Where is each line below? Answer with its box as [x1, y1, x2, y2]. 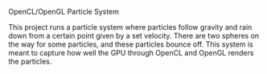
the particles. [8, 56, 52, 66]
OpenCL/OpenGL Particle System [8, 7, 119, 16]
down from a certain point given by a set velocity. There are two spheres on [8, 31, 260, 40]
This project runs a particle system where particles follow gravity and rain [8, 23, 253, 31]
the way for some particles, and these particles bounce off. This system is [8, 39, 253, 49]
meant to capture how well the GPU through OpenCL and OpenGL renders [8, 48, 254, 57]
